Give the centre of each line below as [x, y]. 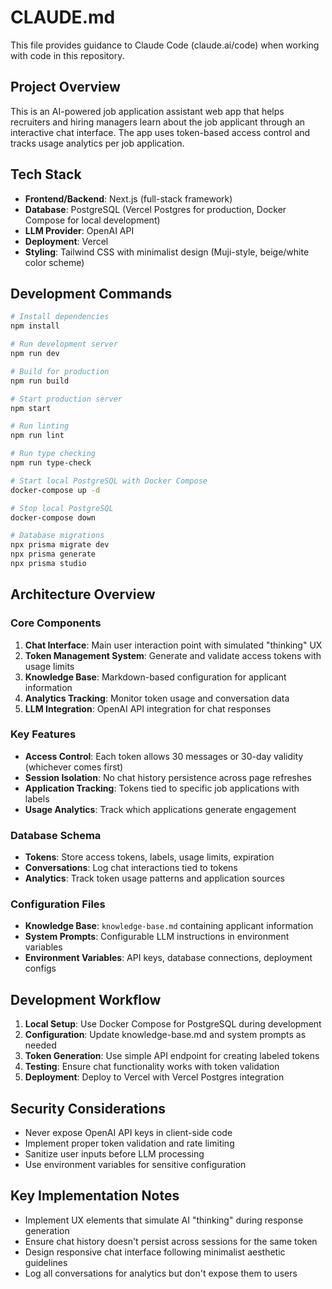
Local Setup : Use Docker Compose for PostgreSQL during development [173, 1024]
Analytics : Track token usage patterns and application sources [154, 878]
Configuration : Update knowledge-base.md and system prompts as [165, 1035]
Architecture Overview [83, 594]
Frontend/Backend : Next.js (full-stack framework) [128, 198]
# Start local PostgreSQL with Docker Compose [109, 481]
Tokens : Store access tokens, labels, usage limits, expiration [149, 857]
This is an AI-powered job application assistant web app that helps [147, 111]
